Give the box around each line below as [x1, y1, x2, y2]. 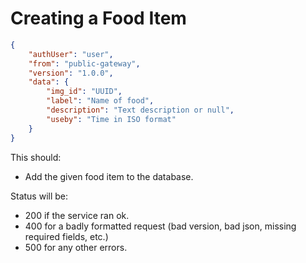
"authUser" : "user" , [28, 49, 114, 59]
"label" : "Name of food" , [46, 96, 155, 106]
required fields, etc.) [24, 230, 109, 242]
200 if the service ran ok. [24, 209, 130, 221]
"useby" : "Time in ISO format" [46, 114, 177, 124]
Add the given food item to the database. [24, 170, 194, 182]
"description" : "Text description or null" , [46, 105, 235, 116]
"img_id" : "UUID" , [46, 87, 123, 97]
